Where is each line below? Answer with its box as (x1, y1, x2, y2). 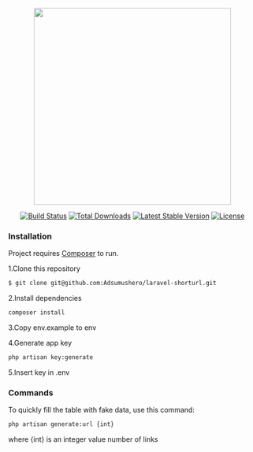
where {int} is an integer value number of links (8, 435, 158, 444)
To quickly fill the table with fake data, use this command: (8, 406, 195, 415)
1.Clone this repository (8, 264, 81, 273)
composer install (8, 309, 65, 317)
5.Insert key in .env (8, 367, 70, 377)
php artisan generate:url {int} (8, 421, 114, 428)
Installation (8, 231, 53, 242)
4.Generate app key (8, 339, 73, 348)
